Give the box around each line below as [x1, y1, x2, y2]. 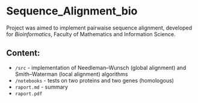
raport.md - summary [14, 83, 68, 90]
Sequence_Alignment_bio [6, 4, 138, 18]
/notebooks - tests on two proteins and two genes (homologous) [14, 76, 175, 84]
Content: [6, 48, 40, 58]
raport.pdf [14, 90, 43, 97]
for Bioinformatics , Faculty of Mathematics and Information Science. [6, 30, 176, 37]
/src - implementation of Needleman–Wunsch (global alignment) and [14, 64, 187, 71]
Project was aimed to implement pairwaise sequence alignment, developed [6, 24, 193, 31]
